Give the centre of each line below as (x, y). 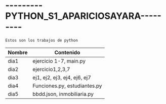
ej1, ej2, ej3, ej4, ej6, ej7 (62, 77)
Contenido (67, 52)
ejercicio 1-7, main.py (59, 61)
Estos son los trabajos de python (42, 40)
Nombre (18, 52)
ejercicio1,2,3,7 (51, 69)
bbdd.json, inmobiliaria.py (63, 94)
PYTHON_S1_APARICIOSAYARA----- (84, 16)
